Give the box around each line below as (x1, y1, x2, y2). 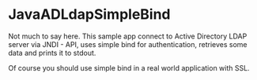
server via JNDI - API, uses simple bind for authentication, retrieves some (8, 39, 248, 49)
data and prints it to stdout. (8, 48, 96, 57)
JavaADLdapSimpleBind (8, 5, 172, 24)
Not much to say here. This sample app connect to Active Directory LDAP (8, 31, 248, 41)
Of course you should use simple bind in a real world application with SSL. (8, 63, 251, 72)
